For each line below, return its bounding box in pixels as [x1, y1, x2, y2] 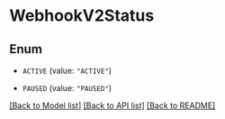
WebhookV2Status [9, 5, 155, 26]
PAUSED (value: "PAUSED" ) [22, 83, 112, 93]
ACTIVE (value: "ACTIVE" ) [22, 65, 112, 76]
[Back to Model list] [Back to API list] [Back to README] [9, 100, 216, 111]
